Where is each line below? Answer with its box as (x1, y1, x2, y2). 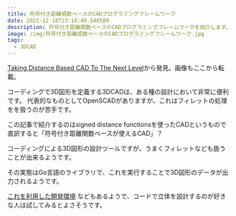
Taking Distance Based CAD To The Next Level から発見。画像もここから (7, 64, 218, 72)
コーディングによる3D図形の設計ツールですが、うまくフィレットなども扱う (7, 144, 226, 152)
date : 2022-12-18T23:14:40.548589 (7, 17, 110, 24)
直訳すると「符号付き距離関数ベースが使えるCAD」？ (7, 129, 163, 137)
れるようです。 (19, 177, 63, 185)
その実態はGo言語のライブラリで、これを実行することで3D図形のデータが (7, 168, 223, 176)
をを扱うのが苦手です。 (7, 106, 76, 113)
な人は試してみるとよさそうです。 (7, 201, 106, 209)
